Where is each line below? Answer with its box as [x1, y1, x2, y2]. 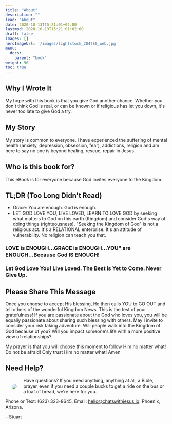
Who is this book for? [5, 163, 75, 171]
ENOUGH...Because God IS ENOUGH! [5, 251, 100, 258]
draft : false [5, 31, 33, 36]
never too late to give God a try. [5, 108, 72, 114]
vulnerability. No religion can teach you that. [12, 232, 106, 238]
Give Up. [5, 272, 27, 279]
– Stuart [5, 414, 22, 420]
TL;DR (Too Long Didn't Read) [5, 191, 102, 200]
